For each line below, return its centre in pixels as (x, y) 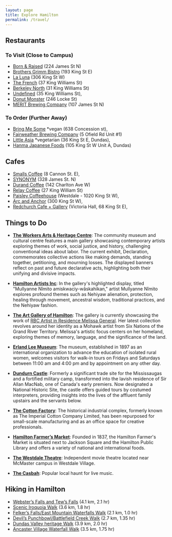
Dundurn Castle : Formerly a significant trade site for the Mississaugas (87, 373)
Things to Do (26, 223)
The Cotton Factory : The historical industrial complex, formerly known (88, 410)
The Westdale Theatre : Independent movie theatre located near (81, 457)
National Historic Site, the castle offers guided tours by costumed (82, 390)
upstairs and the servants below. (47, 400)
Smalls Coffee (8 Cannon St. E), (46, 174)
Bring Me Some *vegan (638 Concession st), (60, 129)
